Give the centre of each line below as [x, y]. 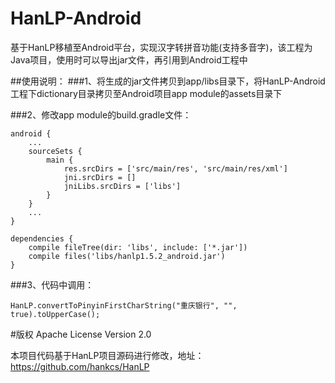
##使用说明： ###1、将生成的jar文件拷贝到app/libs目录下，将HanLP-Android [168, 81]
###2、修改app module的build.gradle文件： [101, 114]
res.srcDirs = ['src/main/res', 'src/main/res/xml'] [175, 168]
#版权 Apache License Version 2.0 [81, 334]
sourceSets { [55, 151]
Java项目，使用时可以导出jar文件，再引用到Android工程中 [129, 59]
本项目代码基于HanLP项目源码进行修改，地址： [107, 355]
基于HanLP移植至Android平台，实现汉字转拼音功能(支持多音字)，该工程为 [161, 47]
